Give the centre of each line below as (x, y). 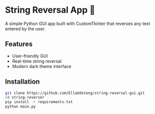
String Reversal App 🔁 (50, 10)
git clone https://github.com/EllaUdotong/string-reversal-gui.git (75, 93)
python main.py (20, 107)
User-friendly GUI (30, 56)
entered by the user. (25, 28)
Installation (22, 82)
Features (19, 44)
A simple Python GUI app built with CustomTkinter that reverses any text (77, 23)
